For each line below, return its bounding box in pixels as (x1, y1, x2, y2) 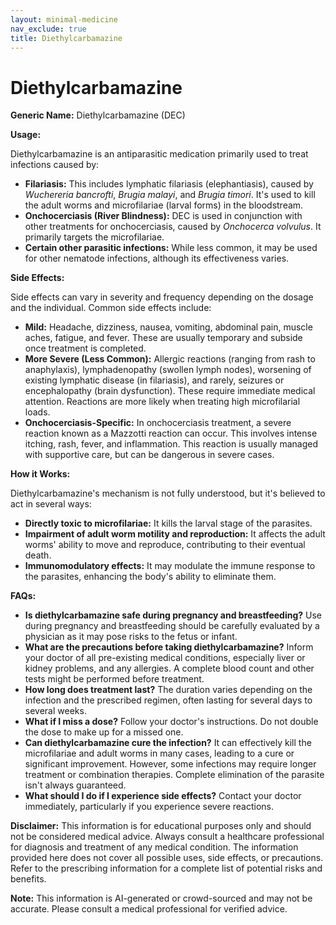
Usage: (10, 129, 42, 141)
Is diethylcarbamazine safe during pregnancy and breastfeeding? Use (24, 609, 323, 621)
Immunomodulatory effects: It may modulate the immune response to (24, 560, 316, 572)
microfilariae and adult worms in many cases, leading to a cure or (24, 747, 295, 760)
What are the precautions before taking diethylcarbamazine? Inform (24, 641, 314, 653)
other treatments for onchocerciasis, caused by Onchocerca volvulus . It (24, 221, 322, 233)
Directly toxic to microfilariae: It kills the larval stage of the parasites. (24, 517, 313, 530)
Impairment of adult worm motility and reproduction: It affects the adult (24, 528, 326, 540)
